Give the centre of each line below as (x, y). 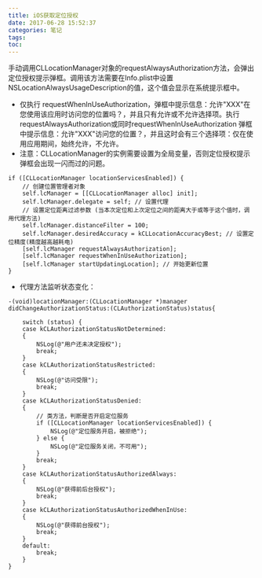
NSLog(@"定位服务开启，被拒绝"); (98, 432)
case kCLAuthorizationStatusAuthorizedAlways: (100, 474)
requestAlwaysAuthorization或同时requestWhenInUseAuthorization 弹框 (136, 124)
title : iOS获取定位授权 (43, 15)
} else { (51, 438)
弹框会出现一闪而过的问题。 (64, 164)
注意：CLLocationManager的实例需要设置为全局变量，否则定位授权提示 (135, 153)
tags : (17, 37)
